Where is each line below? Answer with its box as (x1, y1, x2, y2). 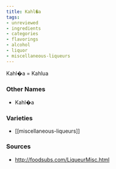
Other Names (6, 84, 46, 93)
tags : (6, 14, 20, 20)
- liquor (6, 48, 28, 54)
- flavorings (6, 36, 39, 42)
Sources (6, 142, 31, 151)
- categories (6, 31, 39, 37)
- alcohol (6, 42, 31, 48)
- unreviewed (6, 20, 39, 26)
